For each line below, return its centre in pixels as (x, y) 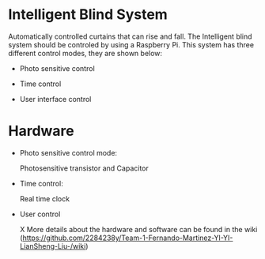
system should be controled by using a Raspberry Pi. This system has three (131, 44)
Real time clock (44, 198)
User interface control (55, 99)
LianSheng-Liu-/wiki (53, 246)
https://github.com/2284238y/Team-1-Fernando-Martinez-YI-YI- (128, 238)
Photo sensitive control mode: (68, 152)
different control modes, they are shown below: (85, 53)
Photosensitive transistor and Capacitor (84, 168)
